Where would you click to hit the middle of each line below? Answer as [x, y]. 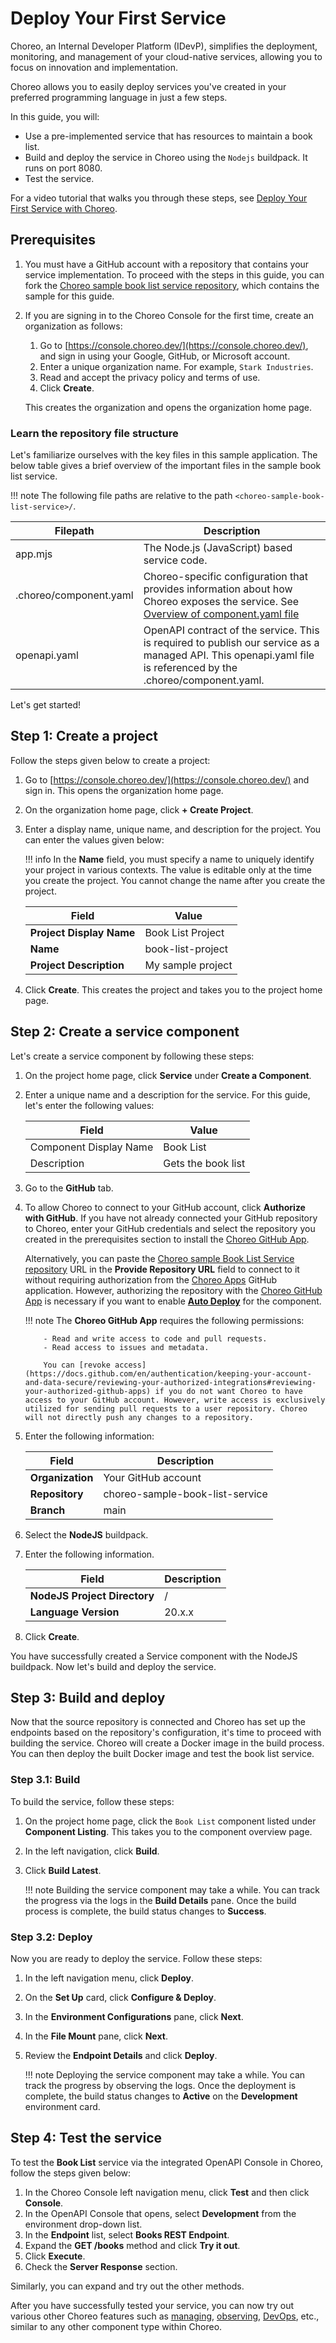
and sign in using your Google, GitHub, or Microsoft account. [165, 356]
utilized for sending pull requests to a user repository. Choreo [166, 1408]
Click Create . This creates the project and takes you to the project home [173, 989]
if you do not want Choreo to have [228, 1391]
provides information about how [218, 589]
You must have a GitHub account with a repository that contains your [167, 264]
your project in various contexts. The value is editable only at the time [168, 869]
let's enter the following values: [89, 1105]
